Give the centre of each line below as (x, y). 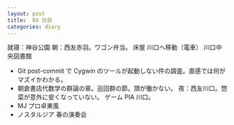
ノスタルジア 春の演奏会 (52, 115)
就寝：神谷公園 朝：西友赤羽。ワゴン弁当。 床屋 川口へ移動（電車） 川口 (112, 47)
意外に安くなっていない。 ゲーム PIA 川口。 (92, 97)
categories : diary (34, 27)
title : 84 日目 (30, 20)
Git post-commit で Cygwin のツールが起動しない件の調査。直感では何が (121, 71)
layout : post (26, 14)
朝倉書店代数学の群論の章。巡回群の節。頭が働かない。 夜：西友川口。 (119, 89)
